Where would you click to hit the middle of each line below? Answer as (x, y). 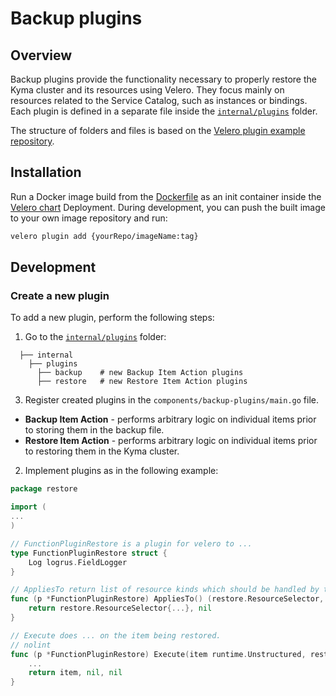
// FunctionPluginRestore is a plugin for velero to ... (131, 543)
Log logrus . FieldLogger (78, 562)
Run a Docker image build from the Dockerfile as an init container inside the (166, 196)
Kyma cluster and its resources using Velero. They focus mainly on (147, 90)
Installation (46, 172)
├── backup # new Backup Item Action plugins (140, 373)
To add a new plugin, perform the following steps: (112, 318)
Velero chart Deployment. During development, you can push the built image (168, 207)
